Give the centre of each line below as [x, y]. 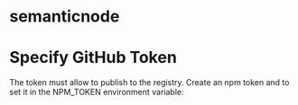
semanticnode [65, 17]
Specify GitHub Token [93, 58]
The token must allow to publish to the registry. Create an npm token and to [149, 83]
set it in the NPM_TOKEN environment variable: [97, 92]
